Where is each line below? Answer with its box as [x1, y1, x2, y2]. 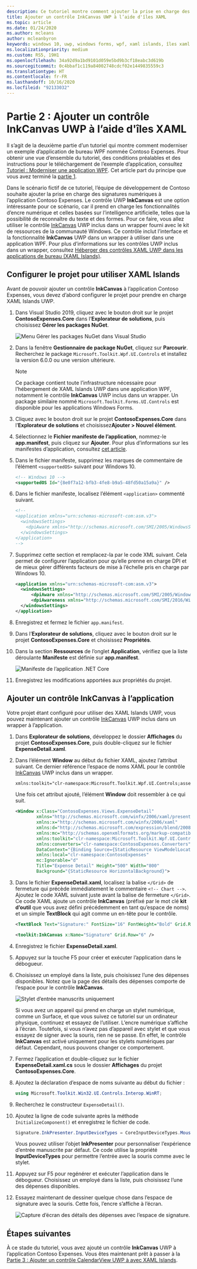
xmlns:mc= [36, 830, 60, 836]
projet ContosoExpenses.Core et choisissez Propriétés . [15, 636, 151, 643]
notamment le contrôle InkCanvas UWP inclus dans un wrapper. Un [15, 392, 179, 399]
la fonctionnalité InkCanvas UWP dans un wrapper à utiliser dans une [6, 234, 174, 241]
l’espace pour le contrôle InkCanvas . [15, 984, 105, 991]
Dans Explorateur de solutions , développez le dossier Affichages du [15, 733, 182, 740]
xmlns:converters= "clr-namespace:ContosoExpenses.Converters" [36, 841, 191, 847]
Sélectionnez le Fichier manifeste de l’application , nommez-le [15, 433, 167, 440]
